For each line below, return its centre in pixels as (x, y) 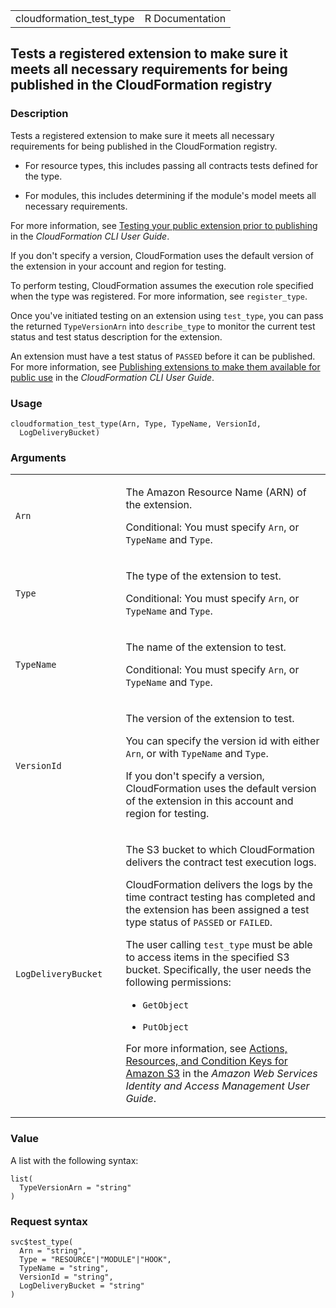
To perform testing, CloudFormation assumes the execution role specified (162, 285)
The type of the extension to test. (203, 576)
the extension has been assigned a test (217, 910)
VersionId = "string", (66, 1277)
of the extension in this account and (209, 801)
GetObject (166, 1005)
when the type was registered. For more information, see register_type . (159, 296)
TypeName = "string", (64, 1268)
